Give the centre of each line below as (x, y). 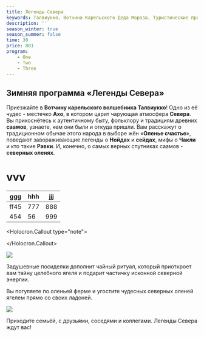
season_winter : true (32, 29)
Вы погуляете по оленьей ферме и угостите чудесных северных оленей (100, 291)
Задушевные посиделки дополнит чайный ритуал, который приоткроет (99, 267)
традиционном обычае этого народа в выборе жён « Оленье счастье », (99, 134)
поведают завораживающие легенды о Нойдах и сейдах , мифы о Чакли (101, 140)
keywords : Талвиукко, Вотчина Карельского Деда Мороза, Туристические (97, 18)
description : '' (27, 23)
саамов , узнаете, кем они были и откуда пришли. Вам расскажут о (94, 127)
